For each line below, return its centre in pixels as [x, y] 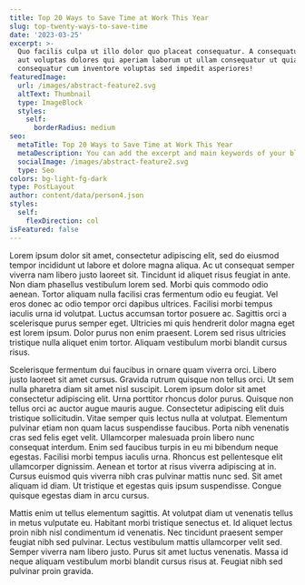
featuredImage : [38, 77]
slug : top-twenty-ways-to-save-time [79, 26]
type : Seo [36, 170]
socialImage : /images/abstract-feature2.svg [103, 161]
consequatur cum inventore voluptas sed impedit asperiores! [136, 69]
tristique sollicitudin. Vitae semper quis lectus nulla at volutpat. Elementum [148, 418]
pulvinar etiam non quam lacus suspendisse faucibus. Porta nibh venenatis [149, 428]
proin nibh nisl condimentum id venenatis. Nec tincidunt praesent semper [147, 532]
